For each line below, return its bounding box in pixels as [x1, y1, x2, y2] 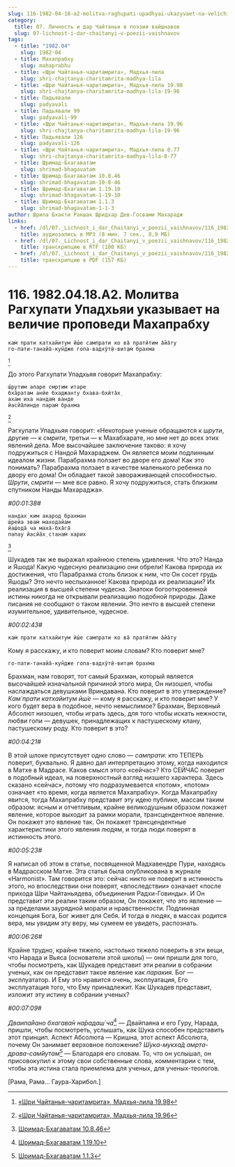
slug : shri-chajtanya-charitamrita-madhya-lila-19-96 [20, 127, 180, 134]
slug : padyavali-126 [20, 140, 80, 147]
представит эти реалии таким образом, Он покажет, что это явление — [8, 896, 222, 905]
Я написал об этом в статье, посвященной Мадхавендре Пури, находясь [8, 859, 226, 868]
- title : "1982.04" [14, 43, 71, 50]
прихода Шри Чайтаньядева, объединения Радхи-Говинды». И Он [8, 889, 205, 897]
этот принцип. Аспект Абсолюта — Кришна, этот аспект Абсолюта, [8, 1033, 209, 1041]
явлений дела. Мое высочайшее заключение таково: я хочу [8, 441, 187, 449]
